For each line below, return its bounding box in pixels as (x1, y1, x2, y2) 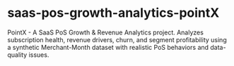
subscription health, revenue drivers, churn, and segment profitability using (7, 35, 228, 44)
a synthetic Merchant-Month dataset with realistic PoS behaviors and (7, 43, 209, 51)
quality (7, 51, 28, 59)
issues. (28, 51, 49, 59)
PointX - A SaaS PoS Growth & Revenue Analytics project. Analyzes (7, 28, 204, 37)
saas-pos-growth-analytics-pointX (7, 5, 220, 21)
